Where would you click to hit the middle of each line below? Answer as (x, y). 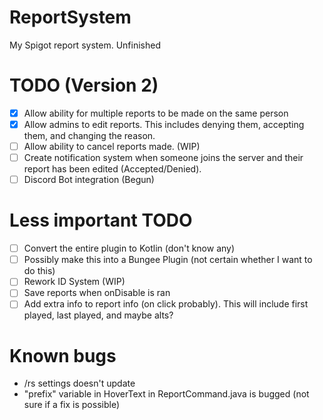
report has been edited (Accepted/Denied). (112, 169)
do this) (39, 271)
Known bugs (63, 355)
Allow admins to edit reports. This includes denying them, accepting (164, 124)
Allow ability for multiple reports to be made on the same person (156, 113)
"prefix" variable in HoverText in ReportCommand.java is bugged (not (166, 394)
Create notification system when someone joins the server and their (163, 158)
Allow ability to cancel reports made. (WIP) (112, 146)
